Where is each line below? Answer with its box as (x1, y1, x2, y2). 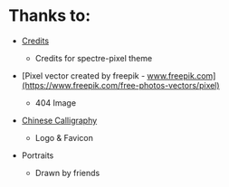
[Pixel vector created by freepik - (21, 70, 146, 81)
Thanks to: (8, 5, 91, 26)
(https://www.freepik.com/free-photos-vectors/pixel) (21, 79, 220, 90)
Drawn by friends (34, 167, 100, 178)
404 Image (34, 97, 77, 108)
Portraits (21, 150, 54, 161)
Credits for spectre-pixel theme (34, 52, 153, 63)
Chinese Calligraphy (21, 115, 98, 126)
